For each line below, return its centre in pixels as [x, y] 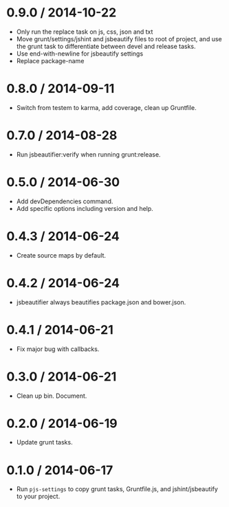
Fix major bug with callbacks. [58, 349]
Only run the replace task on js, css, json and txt [85, 32]
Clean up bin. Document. [52, 396]
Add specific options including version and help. [85, 208]
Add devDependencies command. [65, 201]
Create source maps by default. [61, 255]
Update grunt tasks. [44, 442]
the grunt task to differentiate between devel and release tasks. [106, 46]
